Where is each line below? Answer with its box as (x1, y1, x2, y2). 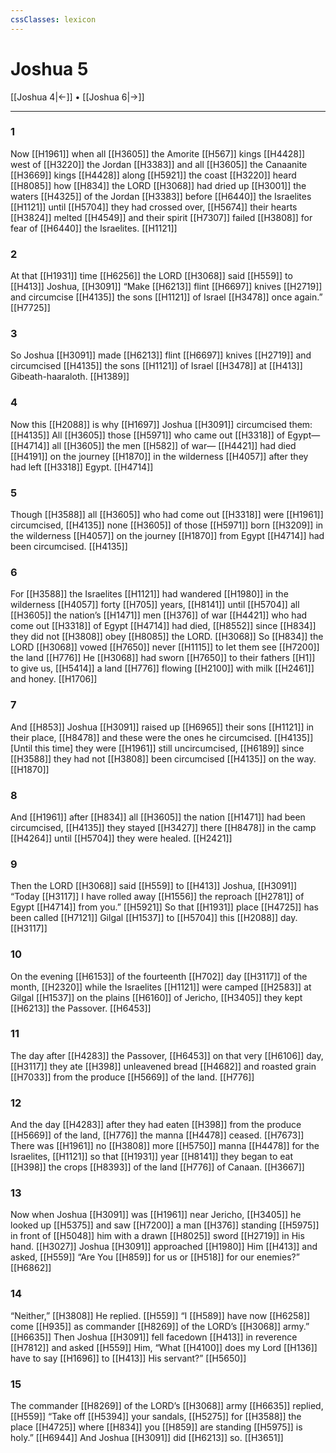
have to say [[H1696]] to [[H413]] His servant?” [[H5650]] (10, 1352, 247, 1364)
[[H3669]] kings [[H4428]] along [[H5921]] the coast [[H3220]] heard (10, 169, 297, 181)
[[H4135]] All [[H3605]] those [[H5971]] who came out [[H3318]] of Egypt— (10, 429, 321, 441)
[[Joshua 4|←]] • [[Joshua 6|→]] (10, 91, 145, 103)
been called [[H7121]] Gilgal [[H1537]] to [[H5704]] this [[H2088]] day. (10, 912, 298, 924)
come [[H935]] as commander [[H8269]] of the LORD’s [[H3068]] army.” (10, 1320, 310, 1332)
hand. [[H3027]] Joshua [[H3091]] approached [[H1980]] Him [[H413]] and (10, 1241, 318, 1253)
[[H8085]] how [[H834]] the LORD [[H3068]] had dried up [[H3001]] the (10, 179, 307, 191)
